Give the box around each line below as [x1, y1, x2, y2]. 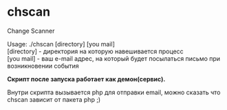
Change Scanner [7, 27, 55, 35]
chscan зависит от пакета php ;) [7, 95, 101, 103]
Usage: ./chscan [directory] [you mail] [7, 40, 116, 48]
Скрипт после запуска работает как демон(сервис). [7, 74, 166, 83]
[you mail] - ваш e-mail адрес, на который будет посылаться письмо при [7, 54, 221, 62]
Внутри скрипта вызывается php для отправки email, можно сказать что [7, 88, 221, 96]
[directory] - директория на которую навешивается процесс [7, 47, 184, 55]
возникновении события [7, 61, 79, 70]
